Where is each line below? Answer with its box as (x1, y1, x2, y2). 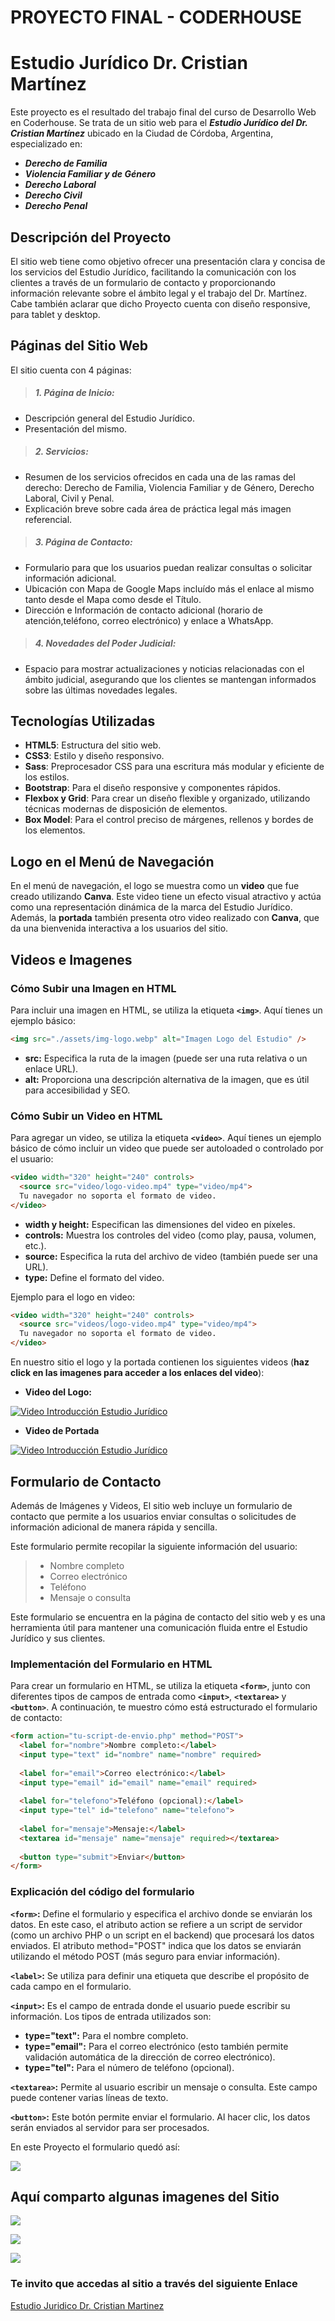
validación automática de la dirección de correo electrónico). (24, 2051, 276, 2063)
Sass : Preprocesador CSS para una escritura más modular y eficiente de (24, 761, 325, 773)
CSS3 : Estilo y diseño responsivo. (24, 750, 165, 762)
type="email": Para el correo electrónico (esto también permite (24, 2040, 289, 2052)
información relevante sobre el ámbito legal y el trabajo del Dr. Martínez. (10, 287, 308, 299)
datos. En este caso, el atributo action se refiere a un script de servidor (10, 1918, 303, 1930)
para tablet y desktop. (10, 308, 101, 320)
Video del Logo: (24, 1386, 92, 1398)
